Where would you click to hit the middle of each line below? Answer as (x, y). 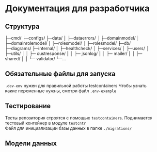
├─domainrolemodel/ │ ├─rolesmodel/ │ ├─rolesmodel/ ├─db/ (68, 43)
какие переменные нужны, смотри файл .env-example (61, 91)
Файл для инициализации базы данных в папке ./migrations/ (69, 128)
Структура (22, 26)
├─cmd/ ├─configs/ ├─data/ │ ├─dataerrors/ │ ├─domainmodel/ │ (72, 38)
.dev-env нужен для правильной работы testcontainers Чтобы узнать (76, 85)
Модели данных (31, 144)
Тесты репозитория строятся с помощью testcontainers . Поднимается (79, 118)
